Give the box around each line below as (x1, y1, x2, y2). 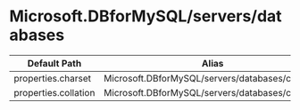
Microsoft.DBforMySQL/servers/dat (9, 6, 283, 27)
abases (9, 25, 65, 45)
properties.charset (13, 72, 92, 84)
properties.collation (13, 86, 96, 98)
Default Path (27, 57, 82, 69)
